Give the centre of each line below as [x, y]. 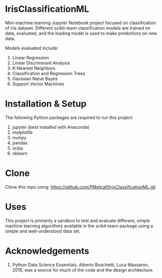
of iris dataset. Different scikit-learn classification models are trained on [78, 28]
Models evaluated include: [32, 48]
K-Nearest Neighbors [34, 68]
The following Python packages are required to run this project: [69, 118]
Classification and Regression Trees [49, 73]
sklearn [20, 153]
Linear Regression [31, 57]
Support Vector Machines [38, 84]
